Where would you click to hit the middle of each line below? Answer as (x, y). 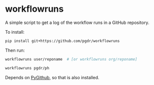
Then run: (15, 50)
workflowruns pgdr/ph (27, 68)
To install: (15, 32)
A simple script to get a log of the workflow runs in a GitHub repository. (77, 22)
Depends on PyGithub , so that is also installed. (52, 77)
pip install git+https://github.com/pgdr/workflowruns (62, 41)
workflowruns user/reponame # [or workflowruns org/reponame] (71, 59)
